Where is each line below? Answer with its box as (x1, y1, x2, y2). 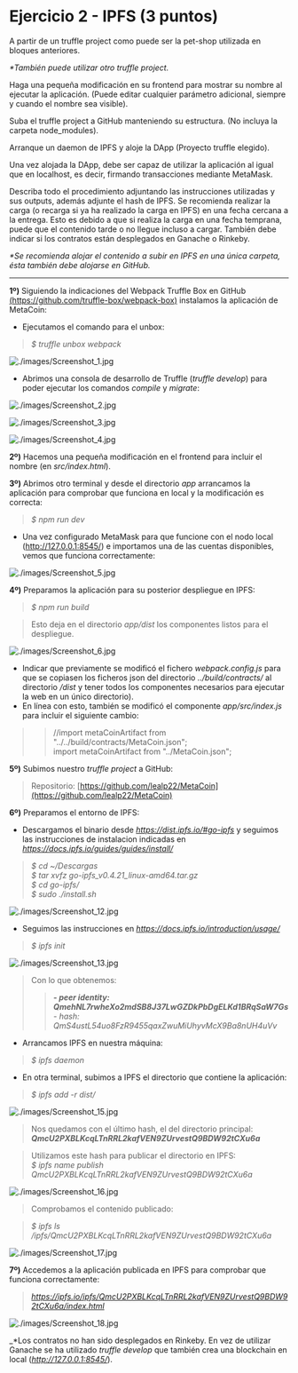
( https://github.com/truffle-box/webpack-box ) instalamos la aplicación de (9, 295, 278, 306)
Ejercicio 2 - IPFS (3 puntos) (9, 6, 219, 27)
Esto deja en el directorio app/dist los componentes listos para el (30, 619, 269, 630)
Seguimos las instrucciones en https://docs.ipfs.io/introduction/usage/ (21, 923, 281, 933)
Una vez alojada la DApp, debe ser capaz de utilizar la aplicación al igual (9, 159, 274, 170)
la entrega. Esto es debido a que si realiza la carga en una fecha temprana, (9, 214, 282, 225)
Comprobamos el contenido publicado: (30, 1203, 174, 1214)
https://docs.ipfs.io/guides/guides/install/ (21, 843, 174, 853)
